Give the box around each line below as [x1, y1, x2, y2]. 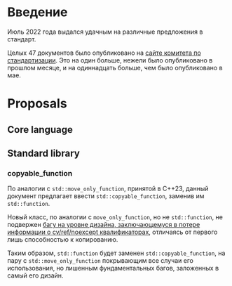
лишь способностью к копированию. [7, 235, 118, 244]
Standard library [7, 147, 81, 159]
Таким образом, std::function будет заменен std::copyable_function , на [7, 249, 226, 257]
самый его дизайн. [7, 271, 64, 280]
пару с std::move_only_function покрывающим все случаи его [7, 256, 194, 265]
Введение [7, 4, 68, 20]
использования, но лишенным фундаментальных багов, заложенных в [7, 264, 219, 273]
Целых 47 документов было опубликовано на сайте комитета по [7, 48, 201, 57]
